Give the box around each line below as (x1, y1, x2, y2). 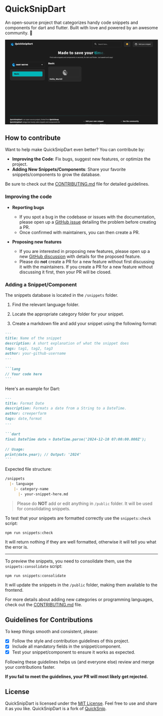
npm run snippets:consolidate (5, 573, 66, 578)
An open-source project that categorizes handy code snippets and (5, 19, 138, 25)
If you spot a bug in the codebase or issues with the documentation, (19, 213, 156, 220)
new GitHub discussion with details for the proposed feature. (19, 253, 141, 259)
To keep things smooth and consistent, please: (5, 629, 98, 635)
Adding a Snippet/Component (5, 281, 77, 288)
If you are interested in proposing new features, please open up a (19, 248, 150, 254)
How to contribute (5, 134, 61, 142)
